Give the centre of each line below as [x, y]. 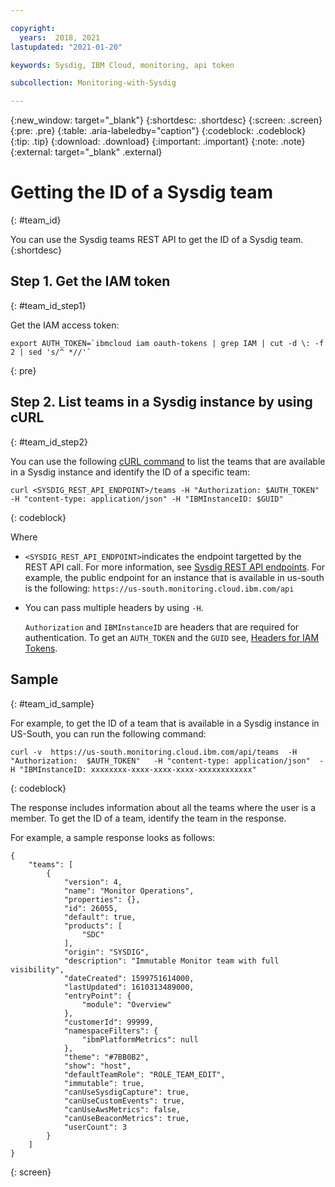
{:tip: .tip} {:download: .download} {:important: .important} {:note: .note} [158, 142]
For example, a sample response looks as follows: [113, 837]
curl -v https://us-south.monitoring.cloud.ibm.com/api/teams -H [154, 752]
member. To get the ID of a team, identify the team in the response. [148, 818]
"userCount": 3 [95, 1127]
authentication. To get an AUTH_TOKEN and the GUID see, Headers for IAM [172, 637]
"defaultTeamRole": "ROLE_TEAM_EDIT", [144, 1074]
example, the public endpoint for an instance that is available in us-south [174, 577]
